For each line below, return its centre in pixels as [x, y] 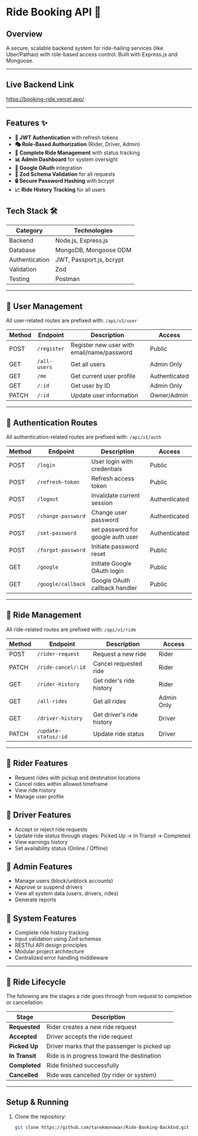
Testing [19, 279]
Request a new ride [120, 654]
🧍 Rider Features [37, 763]
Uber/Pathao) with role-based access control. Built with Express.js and [92, 54]
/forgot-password [62, 550]
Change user [109, 513]
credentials [107, 469]
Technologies [93, 231]
